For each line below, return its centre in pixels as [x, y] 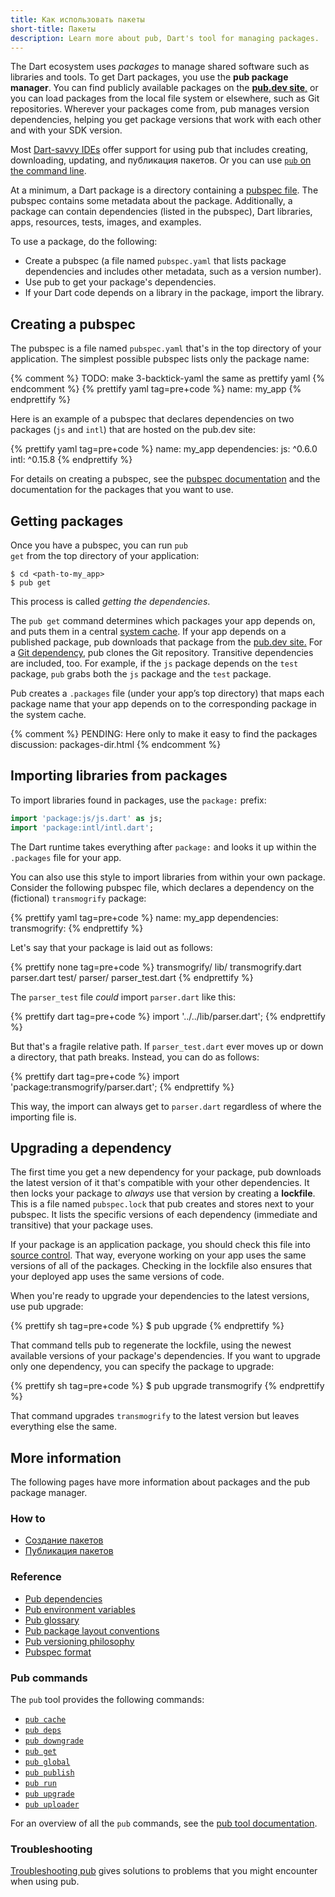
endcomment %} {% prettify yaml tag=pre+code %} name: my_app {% [156, 389]
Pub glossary [52, 1620]
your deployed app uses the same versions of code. [117, 1277]
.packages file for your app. [66, 857]
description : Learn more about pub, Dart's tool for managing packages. [165, 38]
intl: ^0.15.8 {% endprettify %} [71, 460]
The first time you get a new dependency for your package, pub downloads [166, 1172]
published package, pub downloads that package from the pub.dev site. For [166, 642]
